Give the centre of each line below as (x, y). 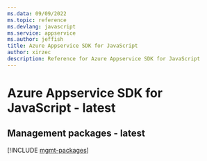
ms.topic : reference (37, 20)
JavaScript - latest (61, 108)
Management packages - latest (76, 134)
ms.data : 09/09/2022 (37, 14)
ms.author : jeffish (35, 40)
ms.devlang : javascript (42, 26)
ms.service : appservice (42, 33)
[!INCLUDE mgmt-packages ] (48, 150)
